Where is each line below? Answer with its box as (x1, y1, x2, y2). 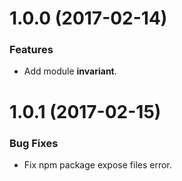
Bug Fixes (9, 136, 59, 150)
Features (9, 43, 54, 57)
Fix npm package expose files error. (23, 158, 172, 171)
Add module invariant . (23, 65, 117, 77)
